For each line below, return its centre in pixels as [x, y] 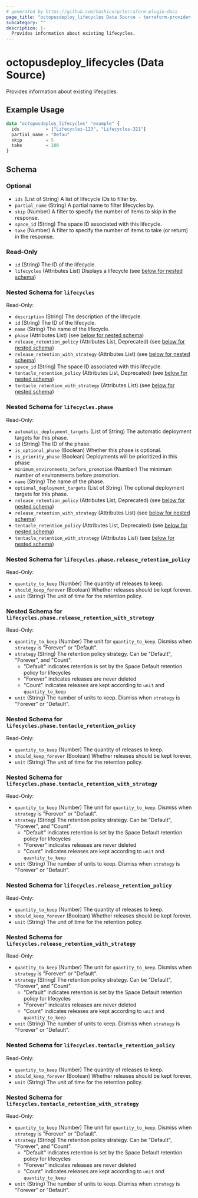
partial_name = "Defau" [40, 134]
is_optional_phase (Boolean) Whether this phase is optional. [88, 450]
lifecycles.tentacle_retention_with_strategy [73, 1104]
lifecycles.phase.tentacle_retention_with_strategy [82, 784]
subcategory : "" [26, 22]
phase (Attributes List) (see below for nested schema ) [79, 335]
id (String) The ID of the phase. [53, 444]
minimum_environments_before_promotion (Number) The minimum [93, 468]
